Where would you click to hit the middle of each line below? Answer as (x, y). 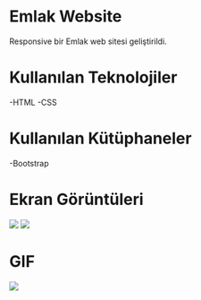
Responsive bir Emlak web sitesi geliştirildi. (88, 41)
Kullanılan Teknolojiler (93, 77)
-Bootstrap (29, 163)
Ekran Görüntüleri (77, 200)
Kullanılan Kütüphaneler (100, 138)
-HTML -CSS (33, 102)
